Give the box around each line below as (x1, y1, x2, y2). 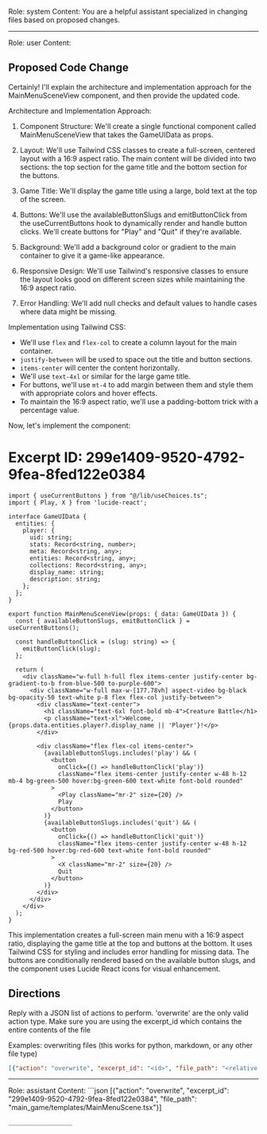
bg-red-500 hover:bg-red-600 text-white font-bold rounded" (8, 846, 212, 854)
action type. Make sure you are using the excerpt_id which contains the (8, 1016, 242, 1026)
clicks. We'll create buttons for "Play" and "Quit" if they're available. (19, 227, 242, 236)
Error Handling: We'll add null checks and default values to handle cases (19, 298, 257, 308)
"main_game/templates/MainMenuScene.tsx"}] (8, 1103, 162, 1113)
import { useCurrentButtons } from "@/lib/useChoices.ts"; (8, 491, 208, 499)
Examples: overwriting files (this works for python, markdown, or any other (8, 1040, 253, 1050)
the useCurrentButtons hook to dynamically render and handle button (19, 218, 248, 227)
